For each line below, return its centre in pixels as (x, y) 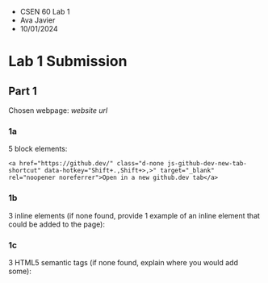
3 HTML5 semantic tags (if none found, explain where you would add (123, 262)
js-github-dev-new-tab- (207, 164)
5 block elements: (38, 149)
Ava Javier (38, 20)
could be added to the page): (57, 224)
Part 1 (23, 91)
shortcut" (25, 171)
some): (20, 271)
